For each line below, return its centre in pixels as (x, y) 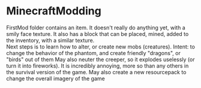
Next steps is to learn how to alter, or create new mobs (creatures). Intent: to (100, 47)
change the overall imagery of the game (55, 78)
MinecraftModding (54, 11)
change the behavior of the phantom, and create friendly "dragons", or (94, 53)
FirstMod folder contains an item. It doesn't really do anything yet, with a (96, 28)
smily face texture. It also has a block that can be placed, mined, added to (97, 34)
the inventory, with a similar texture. (50, 40)
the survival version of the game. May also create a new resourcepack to (96, 72)
